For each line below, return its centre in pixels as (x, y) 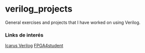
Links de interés (24, 35)
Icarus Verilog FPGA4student (34, 46)
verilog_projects (39, 9)
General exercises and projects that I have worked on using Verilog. (73, 22)
